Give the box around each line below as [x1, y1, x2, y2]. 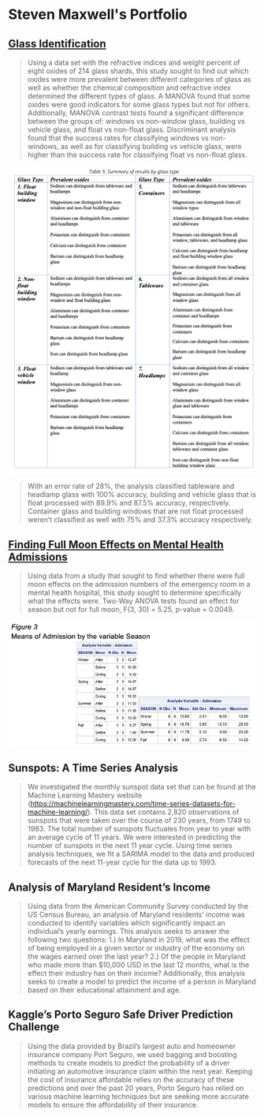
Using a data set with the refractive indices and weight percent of [27, 58, 240, 67]
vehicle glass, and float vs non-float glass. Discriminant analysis [27, 125, 236, 134]
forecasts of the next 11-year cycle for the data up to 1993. [27, 857, 218, 867]
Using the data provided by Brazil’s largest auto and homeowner [27, 1041, 236, 1051]
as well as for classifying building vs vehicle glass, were [60, 142, 242, 151]
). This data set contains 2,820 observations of [87, 807, 240, 817]
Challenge [8, 1020, 60, 1034]
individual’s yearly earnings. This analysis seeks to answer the [27, 927, 230, 936]
